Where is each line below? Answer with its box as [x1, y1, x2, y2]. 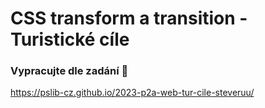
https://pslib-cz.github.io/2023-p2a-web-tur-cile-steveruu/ [10, 87, 255, 99]
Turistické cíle [10, 28, 130, 51]
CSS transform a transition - [10, 7, 248, 30]
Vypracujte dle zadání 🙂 [10, 64, 129, 78]
